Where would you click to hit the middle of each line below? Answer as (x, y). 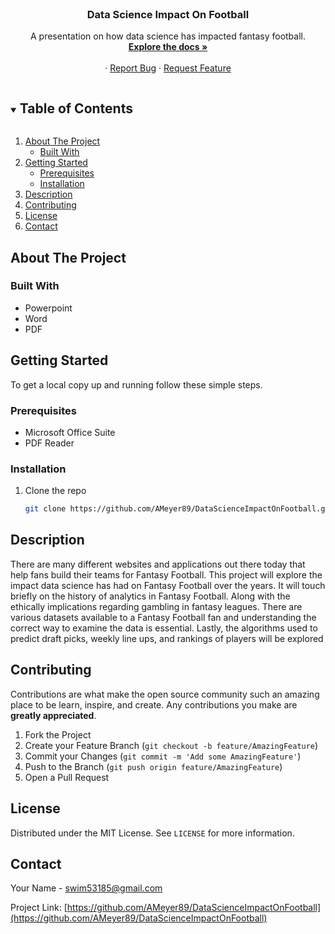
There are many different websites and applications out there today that (158, 564)
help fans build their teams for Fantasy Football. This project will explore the (166, 574)
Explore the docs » (168, 47)
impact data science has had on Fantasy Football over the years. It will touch (168, 585)
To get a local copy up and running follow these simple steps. (136, 384)
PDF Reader (49, 443)
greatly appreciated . (53, 715)
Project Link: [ (39, 908)
